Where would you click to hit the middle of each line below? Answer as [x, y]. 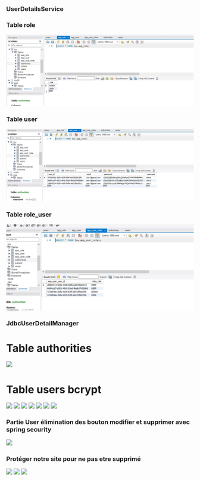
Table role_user [29, 215]
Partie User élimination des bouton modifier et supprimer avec [98, 422]
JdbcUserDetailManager [43, 324]
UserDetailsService [35, 9]
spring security [29, 430]
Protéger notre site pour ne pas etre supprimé [74, 459]
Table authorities [49, 348]
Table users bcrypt [54, 390]
